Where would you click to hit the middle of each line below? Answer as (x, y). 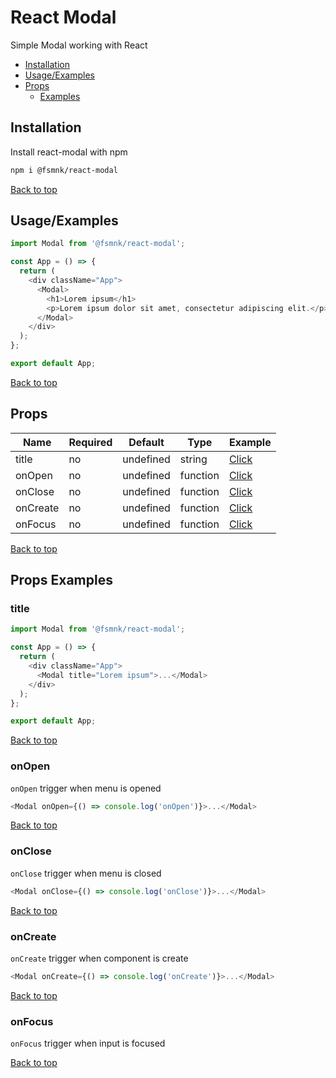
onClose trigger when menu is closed (86, 873)
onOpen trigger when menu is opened (86, 788)
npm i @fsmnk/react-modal (64, 170)
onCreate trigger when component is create (99, 958)
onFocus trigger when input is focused (88, 1043)
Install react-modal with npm (69, 152)
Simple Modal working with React (79, 45)
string (193, 459)
